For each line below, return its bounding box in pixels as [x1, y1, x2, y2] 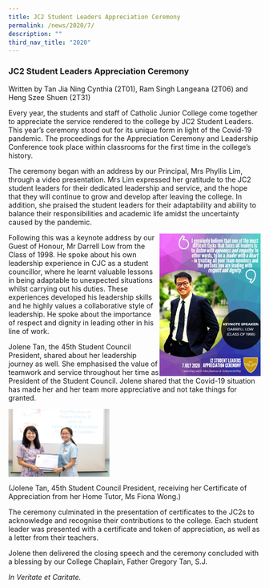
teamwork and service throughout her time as [8, 367, 159, 377]
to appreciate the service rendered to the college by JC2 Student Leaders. [8, 116, 254, 126]
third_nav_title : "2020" [8, 38, 91, 46]
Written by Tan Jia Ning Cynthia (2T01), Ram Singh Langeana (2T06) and [8, 84, 248, 94]
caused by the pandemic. [8, 217, 92, 227]
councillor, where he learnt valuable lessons [8, 267, 154, 276]
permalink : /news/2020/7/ [8, 21, 94, 30]
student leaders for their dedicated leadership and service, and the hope [8, 183, 248, 192]
